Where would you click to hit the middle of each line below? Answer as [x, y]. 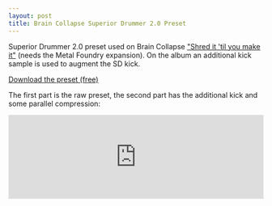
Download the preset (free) [53, 79]
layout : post [30, 16]
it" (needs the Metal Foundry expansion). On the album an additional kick [130, 55]
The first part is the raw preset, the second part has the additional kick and [133, 95]
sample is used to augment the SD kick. [74, 63]
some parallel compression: [55, 103]
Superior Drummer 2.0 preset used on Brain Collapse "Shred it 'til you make [134, 46]
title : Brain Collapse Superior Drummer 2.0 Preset [97, 23]
